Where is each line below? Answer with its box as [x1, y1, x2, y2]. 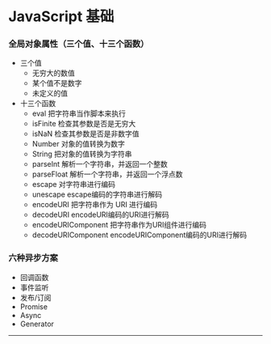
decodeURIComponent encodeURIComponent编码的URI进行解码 [31, 230, 248, 240]
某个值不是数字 [31, 79, 82, 88]
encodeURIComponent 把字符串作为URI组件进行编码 [31, 220, 207, 230]
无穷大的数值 [31, 68, 75, 78]
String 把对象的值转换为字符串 [31, 149, 132, 159]
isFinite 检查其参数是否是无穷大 [31, 119, 136, 129]
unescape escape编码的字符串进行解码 [31, 189, 163, 199]
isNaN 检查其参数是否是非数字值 [31, 129, 140, 138]
